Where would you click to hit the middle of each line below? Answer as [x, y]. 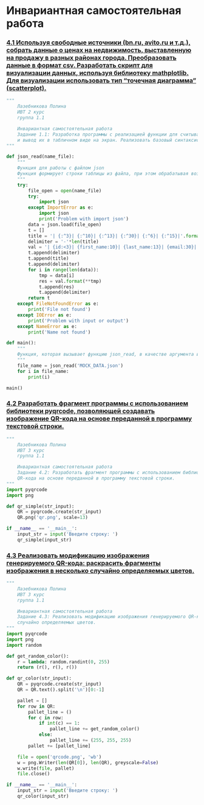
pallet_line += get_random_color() [94, 729]
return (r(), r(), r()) [47, 667]
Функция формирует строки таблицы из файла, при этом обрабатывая [103, 174]
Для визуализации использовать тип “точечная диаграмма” [101, 81]
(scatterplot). [26, 88]
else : [46, 735]
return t [39, 298]
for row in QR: [36, 706]
